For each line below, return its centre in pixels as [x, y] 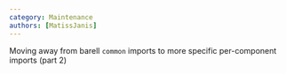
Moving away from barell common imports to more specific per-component [143, 50]
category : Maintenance [51, 17]
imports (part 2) [38, 60]
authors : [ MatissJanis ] [53, 26]
